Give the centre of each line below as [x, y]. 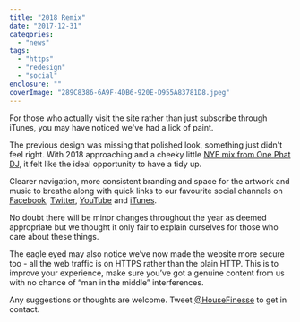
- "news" [34, 42]
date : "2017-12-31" [46, 26]
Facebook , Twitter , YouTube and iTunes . [83, 200]
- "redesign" [42, 68]
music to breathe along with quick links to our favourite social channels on [146, 191]
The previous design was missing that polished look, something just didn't [146, 145]
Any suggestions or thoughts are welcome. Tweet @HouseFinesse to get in [148, 300]
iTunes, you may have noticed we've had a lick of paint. [111, 127]
